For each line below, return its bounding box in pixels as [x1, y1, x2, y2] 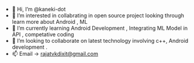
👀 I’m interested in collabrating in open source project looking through [11, 12, 184, 19]
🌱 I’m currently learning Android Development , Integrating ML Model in [11, 24, 188, 31]
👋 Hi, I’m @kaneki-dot [11, 6, 66, 12]
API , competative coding [11, 31, 74, 38]
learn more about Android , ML [11, 18, 88, 25]
